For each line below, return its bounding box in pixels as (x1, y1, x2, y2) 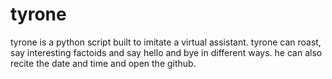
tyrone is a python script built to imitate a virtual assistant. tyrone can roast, (10, 36, 322, 48)
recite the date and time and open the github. (10, 57, 197, 69)
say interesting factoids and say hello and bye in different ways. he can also (10, 46, 323, 58)
